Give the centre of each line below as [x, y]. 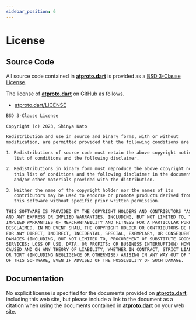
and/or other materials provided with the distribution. [85, 180]
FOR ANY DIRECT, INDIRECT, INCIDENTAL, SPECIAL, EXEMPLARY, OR [85, 233]
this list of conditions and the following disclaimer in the [91, 174]
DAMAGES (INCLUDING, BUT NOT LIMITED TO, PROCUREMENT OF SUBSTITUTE [91, 239]
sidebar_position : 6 [31, 11]
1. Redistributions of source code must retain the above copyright [91, 153]
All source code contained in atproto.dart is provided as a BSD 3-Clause [93, 76]
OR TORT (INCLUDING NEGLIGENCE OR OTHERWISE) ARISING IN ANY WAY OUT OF [96, 255]
